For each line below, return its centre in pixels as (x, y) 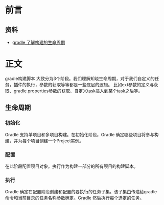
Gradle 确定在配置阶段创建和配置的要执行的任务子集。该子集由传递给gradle (81, 192)
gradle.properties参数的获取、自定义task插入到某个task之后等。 (78, 91)
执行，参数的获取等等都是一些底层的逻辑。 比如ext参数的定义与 (90, 84)
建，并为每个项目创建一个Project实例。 (45, 141)
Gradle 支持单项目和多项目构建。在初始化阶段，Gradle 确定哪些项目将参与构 (82, 134)
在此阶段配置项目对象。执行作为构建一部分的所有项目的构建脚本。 (71, 166)
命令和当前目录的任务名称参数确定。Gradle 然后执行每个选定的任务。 (75, 198)
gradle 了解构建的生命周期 (38, 42)
